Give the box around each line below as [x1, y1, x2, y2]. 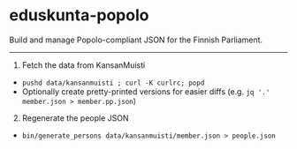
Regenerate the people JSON [21, 112, 129, 123]
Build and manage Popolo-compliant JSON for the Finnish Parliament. [9, 34, 263, 45]
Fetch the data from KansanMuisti [21, 59, 146, 71]
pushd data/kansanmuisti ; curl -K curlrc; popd [21, 78, 205, 87]
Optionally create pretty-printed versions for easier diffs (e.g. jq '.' [21, 86, 270, 97]
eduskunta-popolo [9, 5, 149, 26]
